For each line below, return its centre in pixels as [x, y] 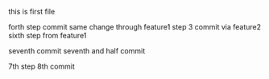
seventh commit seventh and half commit [77, 51]
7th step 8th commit [41, 66]
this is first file [32, 12]
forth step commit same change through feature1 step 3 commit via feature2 [135, 27]
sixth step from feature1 [48, 36]
